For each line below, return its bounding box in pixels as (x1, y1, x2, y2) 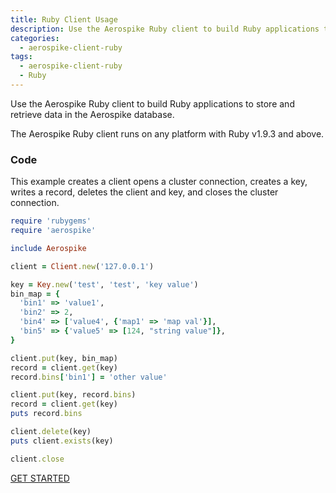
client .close (10, 454, 65, 464)
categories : (10, 33, 60, 43)
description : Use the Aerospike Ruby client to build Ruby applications (10, 24, 320, 34)
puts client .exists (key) (10, 436, 114, 446)
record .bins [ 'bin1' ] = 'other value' (10, 372, 168, 382)
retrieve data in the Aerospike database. (10, 108, 175, 120)
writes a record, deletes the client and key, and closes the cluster (10, 186, 279, 198)
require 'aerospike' (10, 226, 97, 236)
